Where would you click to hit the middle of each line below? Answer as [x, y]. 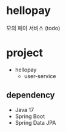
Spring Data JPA [35, 122]
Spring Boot [30, 116]
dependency [31, 95]
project [25, 53]
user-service [40, 76]
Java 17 [25, 110]
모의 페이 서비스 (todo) [33, 28]
